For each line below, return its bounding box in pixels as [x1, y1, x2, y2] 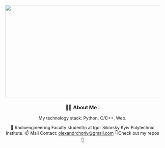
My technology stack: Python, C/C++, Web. [38, 115, 127, 121]
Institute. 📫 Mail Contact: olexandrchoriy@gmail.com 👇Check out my [5, 130, 147, 136]
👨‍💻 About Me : [65, 104, 100, 111]
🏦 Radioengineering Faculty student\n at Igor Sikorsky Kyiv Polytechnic [10, 125, 155, 131]
